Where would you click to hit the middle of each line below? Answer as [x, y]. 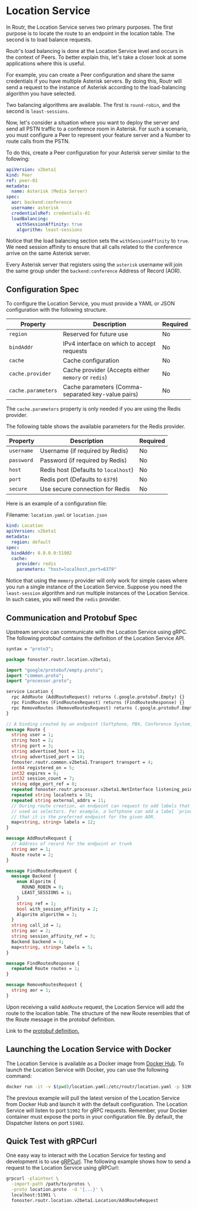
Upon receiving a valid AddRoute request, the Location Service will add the [95, 1007]
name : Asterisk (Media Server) [50, 191]
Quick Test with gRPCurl [52, 1141]
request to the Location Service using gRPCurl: [63, 1168]
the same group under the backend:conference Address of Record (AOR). [94, 271]
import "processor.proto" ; [39, 681]
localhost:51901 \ [34, 1195]
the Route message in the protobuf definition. [61, 1019]
